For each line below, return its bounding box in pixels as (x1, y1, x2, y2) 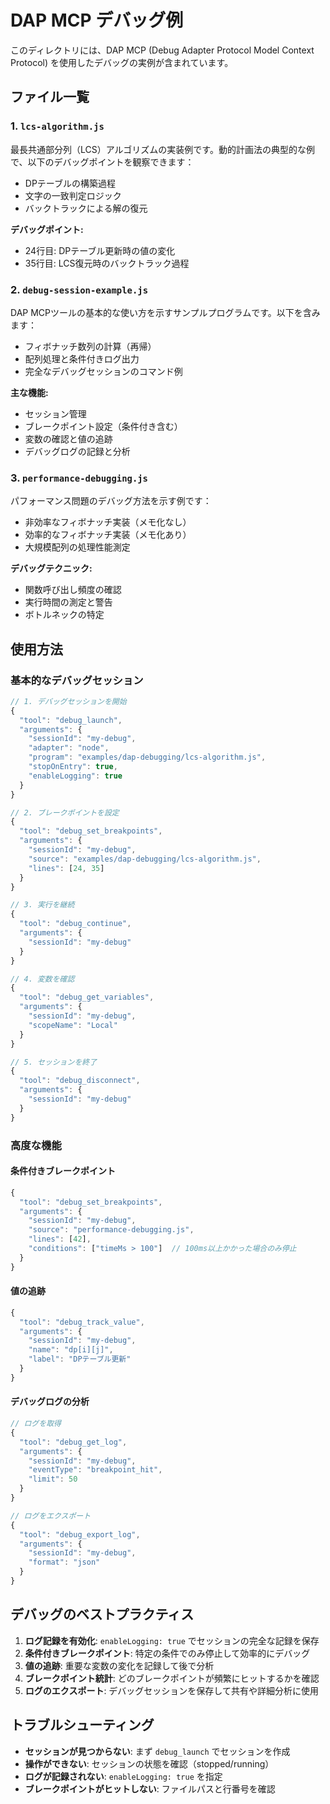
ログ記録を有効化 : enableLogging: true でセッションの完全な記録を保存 (24, 1634, 320, 1646)
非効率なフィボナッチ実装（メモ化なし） (24, 516, 192, 528)
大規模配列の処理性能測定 (24, 541, 131, 553)
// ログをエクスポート (10, 1511, 92, 1521)
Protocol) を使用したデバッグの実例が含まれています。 (10, 56, 234, 68)
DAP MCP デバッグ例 (10, 9, 184, 32)
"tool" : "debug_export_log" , (19, 1529, 141, 1540)
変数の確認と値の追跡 (24, 432, 113, 445)
